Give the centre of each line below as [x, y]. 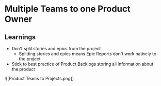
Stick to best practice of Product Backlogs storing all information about [82, 64]
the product [23, 69]
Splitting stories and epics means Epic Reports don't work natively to [88, 54]
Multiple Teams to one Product [68, 9]
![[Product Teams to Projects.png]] [39, 79]
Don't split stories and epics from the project [56, 49]
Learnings [20, 37]
